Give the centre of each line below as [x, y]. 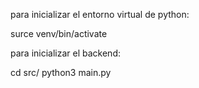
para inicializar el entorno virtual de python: [100, 14]
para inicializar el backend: [65, 53]
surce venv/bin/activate [59, 33]
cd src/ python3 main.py [61, 72]
